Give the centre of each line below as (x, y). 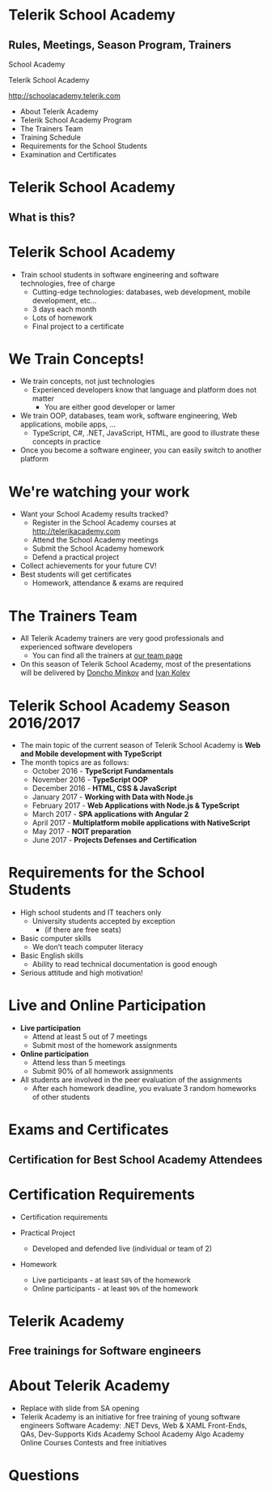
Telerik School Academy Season (119, 705)
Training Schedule (50, 137)
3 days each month (64, 309)
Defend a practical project (76, 557)
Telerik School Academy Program (76, 120)
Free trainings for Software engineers (105, 1351)
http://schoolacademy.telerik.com (65, 96)
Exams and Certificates (89, 1130)
